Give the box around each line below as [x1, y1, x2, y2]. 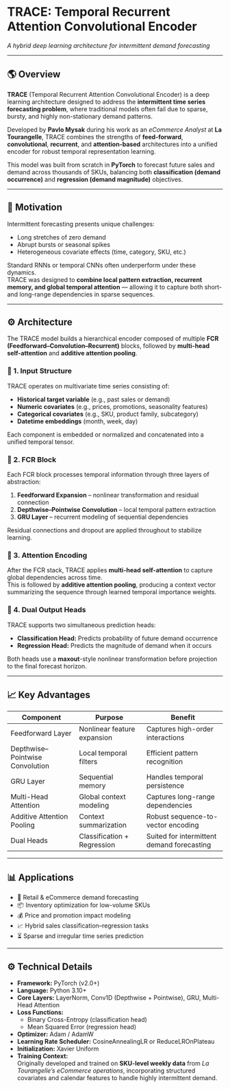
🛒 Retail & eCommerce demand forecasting [16, 893, 139, 902]
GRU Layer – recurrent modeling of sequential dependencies [16, 513, 189, 521]
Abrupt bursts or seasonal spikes [16, 240, 111, 248]
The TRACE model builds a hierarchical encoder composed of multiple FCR [7, 334, 219, 343]
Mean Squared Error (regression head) [27, 1023, 137, 1031]
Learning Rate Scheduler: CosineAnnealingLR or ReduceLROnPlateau [16, 1038, 215, 1045]
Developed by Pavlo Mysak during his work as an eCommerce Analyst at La [7, 125, 222, 134]
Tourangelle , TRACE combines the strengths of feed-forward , [7, 132, 183, 141]
